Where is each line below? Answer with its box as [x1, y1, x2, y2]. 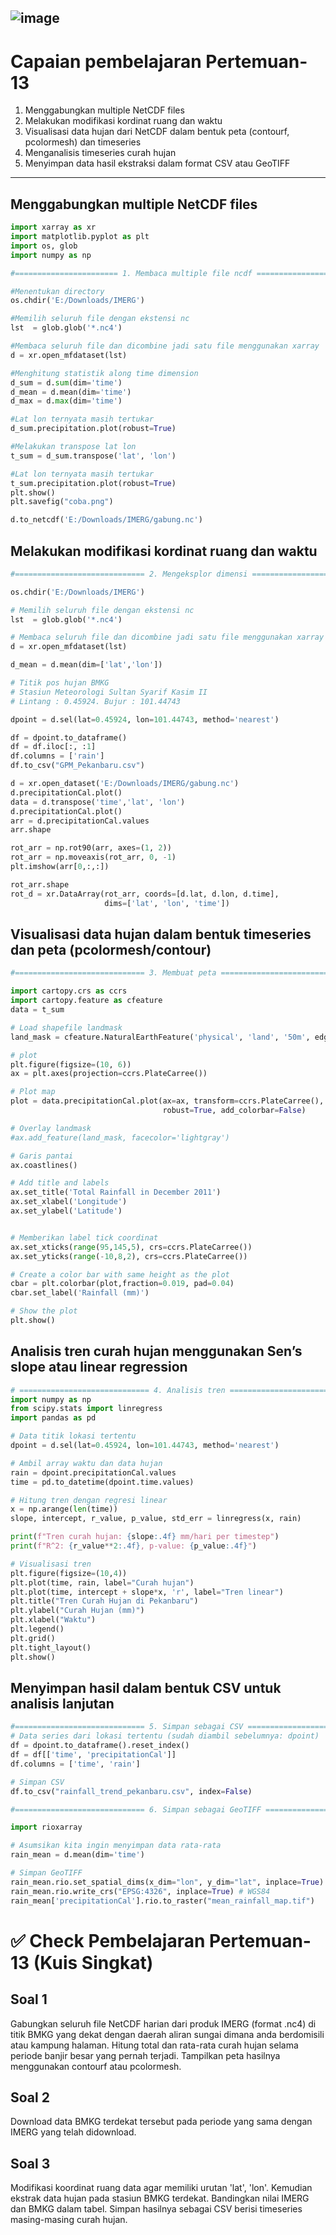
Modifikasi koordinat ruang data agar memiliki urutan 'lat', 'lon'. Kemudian [10, 2182, 313, 2194]
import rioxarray [10, 1822, 83, 1833]
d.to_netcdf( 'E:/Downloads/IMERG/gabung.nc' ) [10, 515, 203, 525]
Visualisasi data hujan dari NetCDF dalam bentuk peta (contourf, [24, 126, 290, 138]
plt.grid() [10, 1633, 56, 1643]
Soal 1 [10, 1991, 48, 2008]
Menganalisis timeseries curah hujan [24, 147, 177, 159]
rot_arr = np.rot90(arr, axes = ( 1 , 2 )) [10, 843, 172, 853]
